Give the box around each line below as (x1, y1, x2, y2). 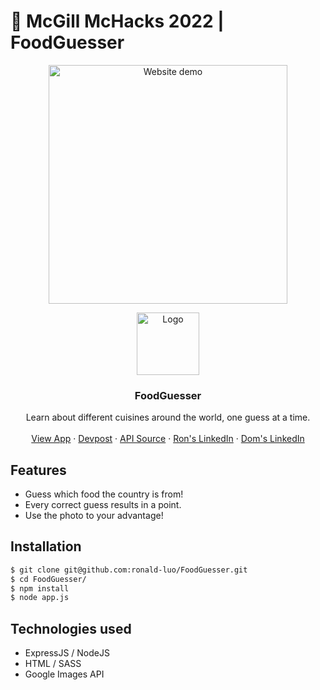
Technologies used (10, 620, 132, 637)
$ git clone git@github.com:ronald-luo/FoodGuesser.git (10, 565, 248, 575)
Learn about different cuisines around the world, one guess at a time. (25, 411, 311, 424)
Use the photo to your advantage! (24, 510, 164, 522)
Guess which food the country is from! (24, 488, 184, 500)
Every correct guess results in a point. (24, 499, 182, 511)
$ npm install (10, 583, 70, 594)
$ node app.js (10, 593, 70, 603)
